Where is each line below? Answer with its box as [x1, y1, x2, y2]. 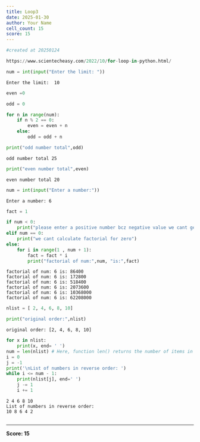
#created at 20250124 [6, 47, 60, 54]
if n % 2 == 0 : [17, 117, 55, 123]
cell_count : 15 [6, 25, 44, 32]
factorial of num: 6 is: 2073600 [6, 284, 89, 290]
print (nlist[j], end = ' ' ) [17, 376, 82, 382]
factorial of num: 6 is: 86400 [6, 269, 84, 275]
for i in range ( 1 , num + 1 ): [17, 247, 92, 253]
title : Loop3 [6, 8, 39, 15]
